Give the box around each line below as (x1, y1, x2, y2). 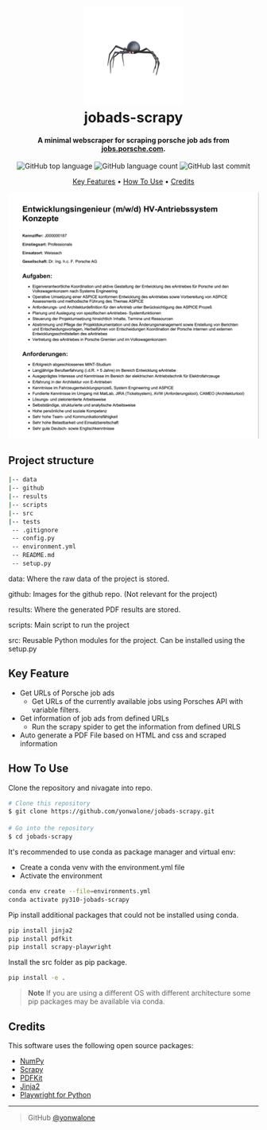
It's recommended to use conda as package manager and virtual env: (8, 847, 236, 857)
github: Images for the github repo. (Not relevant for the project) (8, 589, 218, 598)
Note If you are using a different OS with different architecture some (27, 989, 251, 998)
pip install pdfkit (8, 935, 73, 942)
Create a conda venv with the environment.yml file (19, 862, 185, 872)
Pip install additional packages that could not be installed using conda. (8, 910, 239, 919)
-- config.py (11, 534, 56, 543)
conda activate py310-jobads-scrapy (8, 896, 130, 904)
